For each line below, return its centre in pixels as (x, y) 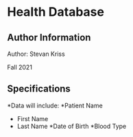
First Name (33, 118)
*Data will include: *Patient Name (55, 105)
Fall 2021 (20, 67)
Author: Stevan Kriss (36, 54)
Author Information (49, 38)
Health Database (56, 12)
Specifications (39, 89)
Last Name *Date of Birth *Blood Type (72, 126)
